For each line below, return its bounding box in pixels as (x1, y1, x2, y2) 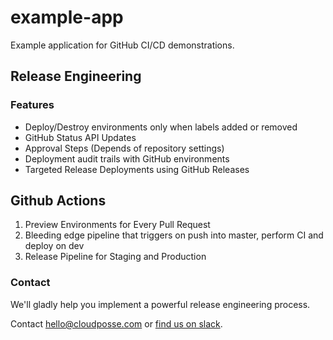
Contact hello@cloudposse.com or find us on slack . (10, 317, 223, 330)
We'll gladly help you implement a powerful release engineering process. (10, 298, 311, 310)
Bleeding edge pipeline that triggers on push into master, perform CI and (24, 229, 324, 241)
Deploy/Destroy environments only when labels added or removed (24, 121, 298, 133)
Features (10, 98, 55, 112)
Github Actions (10, 192, 107, 210)
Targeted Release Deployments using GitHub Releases (24, 163, 250, 175)
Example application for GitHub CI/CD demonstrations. (10, 39, 235, 51)
